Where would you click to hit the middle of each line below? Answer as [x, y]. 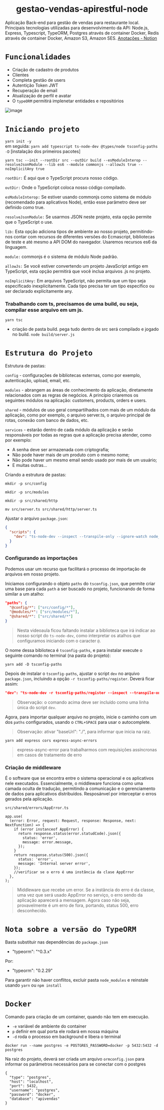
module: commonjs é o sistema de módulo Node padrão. [61, 256]
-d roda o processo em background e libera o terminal [66, 1037]
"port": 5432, [24, 1086]
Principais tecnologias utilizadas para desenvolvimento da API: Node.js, [77, 27]
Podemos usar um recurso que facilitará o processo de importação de [76, 569]
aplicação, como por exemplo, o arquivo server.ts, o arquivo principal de [78, 415]
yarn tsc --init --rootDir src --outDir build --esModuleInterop [73, 160]
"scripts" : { [23, 532]
